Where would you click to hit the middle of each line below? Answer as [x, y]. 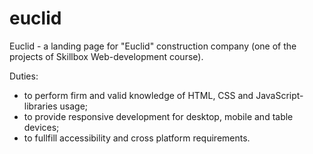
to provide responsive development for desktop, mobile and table [158, 116]
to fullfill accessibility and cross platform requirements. [137, 138]
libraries [40, 106]
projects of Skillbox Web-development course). [106, 56]
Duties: [24, 76]
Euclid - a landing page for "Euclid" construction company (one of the [153, 46]
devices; [41, 127]
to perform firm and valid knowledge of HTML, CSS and [138, 95]
